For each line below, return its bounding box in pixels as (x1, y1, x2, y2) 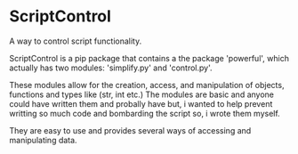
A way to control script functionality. (9, 36, 142, 46)
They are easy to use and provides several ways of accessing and (9, 125, 252, 135)
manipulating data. (9, 134, 77, 145)
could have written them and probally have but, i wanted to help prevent (9, 98, 273, 109)
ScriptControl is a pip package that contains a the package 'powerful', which (9, 53, 289, 63)
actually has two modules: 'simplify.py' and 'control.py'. (9, 62, 213, 73)
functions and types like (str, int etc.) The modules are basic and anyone (9, 89, 274, 100)
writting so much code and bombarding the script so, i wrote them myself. (9, 108, 280, 118)
